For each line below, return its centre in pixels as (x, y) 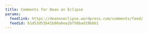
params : (13, 14)
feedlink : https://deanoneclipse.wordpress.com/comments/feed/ (76, 18)
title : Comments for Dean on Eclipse (44, 9)
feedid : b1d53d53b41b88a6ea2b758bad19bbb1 (54, 23)
